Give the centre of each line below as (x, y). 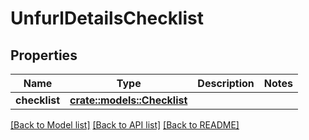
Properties (44, 55)
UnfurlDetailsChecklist (107, 18)
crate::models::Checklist (128, 100)
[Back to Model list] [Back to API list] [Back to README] (125, 125)
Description (226, 83)
